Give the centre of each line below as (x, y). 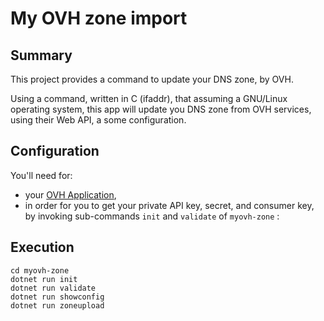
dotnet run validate (53, 288)
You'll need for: (41, 175)
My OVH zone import (99, 18)
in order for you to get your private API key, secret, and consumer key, (169, 205)
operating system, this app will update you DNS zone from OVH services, (161, 109)
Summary (41, 55)
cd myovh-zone (40, 270)
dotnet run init (44, 279)
